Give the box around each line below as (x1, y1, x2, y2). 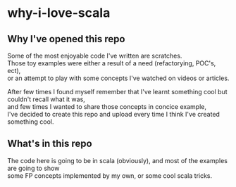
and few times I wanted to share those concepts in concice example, (7, 103, 206, 110)
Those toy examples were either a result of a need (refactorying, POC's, (7, 59, 216, 67)
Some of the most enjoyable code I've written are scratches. (7, 51, 182, 60)
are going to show (7, 164, 60, 172)
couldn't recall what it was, (7, 95, 86, 103)
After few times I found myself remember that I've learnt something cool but (7, 88, 228, 96)
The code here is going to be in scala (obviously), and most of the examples (7, 156, 228, 165)
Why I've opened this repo (7, 33, 125, 45)
